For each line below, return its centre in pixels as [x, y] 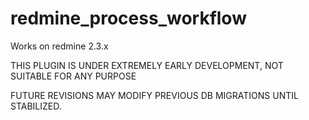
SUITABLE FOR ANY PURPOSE [73, 76]
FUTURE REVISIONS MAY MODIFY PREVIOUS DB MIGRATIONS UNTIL [154, 95]
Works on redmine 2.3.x [59, 46]
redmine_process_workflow [128, 18]
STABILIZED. [36, 106]
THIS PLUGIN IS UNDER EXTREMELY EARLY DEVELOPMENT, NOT [147, 65]
